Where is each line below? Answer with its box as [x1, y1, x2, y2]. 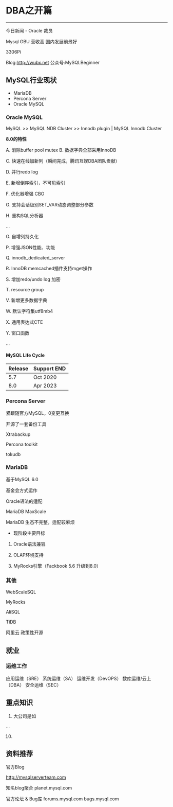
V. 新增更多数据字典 [6, 297, 48, 304]
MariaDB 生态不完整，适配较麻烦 [6, 519, 75, 525]
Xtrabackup [6, 431, 31, 437]
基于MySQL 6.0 [6, 476, 39, 482]
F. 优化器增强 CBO [6, 191, 45, 197]
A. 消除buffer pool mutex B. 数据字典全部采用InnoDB [6, 147, 117, 153]
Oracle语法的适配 [6, 498, 43, 504]
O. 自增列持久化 [6, 234, 39, 240]
